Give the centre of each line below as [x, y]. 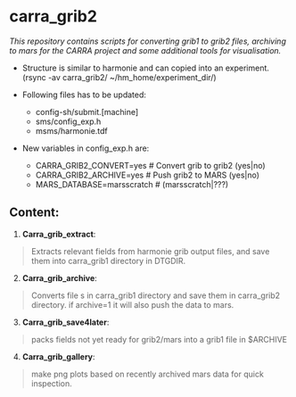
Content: [34, 213]
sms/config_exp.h [68, 121]
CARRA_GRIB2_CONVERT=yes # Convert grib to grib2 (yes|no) [150, 165]
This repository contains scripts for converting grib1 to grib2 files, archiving [148, 41]
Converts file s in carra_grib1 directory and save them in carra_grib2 [156, 295]
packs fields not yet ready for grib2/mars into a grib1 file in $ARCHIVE [159, 339]
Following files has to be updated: [84, 95]
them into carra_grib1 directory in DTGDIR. [108, 261]
